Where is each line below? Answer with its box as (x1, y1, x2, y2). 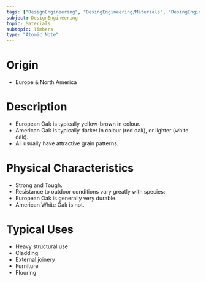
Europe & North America (15, 78, 77, 86)
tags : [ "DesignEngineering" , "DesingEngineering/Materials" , (6, 9, 166, 15)
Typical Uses (6, 223, 74, 237)
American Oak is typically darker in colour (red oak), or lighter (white (15, 127, 189, 134)
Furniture (15, 262, 39, 270)
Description (6, 100, 67, 114)
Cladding (15, 249, 39, 256)
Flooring (15, 269, 37, 276)
